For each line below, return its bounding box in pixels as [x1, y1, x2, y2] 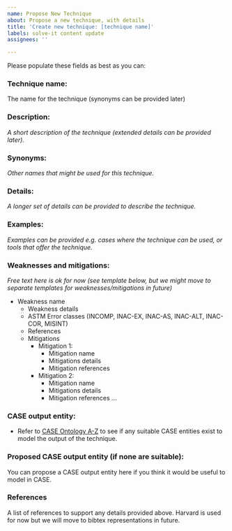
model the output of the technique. [17, 435, 118, 443]
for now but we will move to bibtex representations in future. [7, 516, 180, 524]
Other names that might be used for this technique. [7, 169, 155, 177]
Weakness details [27, 305, 79, 313]
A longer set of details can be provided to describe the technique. [7, 202, 196, 210]
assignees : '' [7, 36, 49, 43]
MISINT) [44, 319, 68, 328]
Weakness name [17, 297, 65, 305]
